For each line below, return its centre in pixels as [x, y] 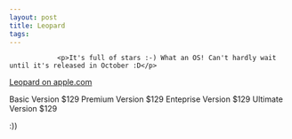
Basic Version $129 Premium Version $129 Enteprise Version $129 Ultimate [146, 99]
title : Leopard [37, 26]
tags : [19, 34]
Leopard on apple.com [51, 82]
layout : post [33, 17]
